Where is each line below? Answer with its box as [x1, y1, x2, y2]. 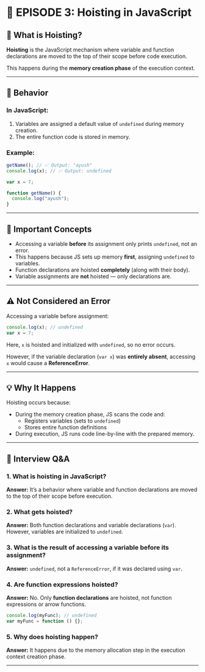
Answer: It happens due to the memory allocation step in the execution [6, 646, 185, 654]
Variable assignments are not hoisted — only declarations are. [15, 273, 172, 280]
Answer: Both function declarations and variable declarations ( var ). [6, 522, 176, 529]
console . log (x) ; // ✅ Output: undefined [6, 168, 112, 174]
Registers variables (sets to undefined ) [24, 417, 121, 424]
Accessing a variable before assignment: [6, 312, 109, 320]
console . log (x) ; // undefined [6, 324, 84, 330]
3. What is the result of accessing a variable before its [6, 544, 169, 552]
